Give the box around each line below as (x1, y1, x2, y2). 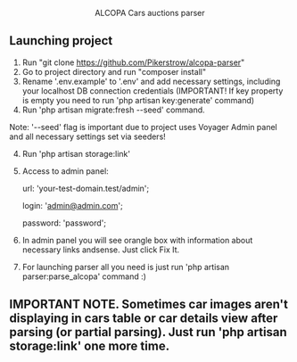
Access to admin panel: (21, 165, 109, 177)
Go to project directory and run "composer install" (21, 66, 207, 77)
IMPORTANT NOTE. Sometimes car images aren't (9, 297, 288, 312)
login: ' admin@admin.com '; (21, 200, 123, 210)
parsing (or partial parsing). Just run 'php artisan (9, 325, 287, 340)
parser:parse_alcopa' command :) (21, 271, 147, 282)
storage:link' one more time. (9, 339, 170, 354)
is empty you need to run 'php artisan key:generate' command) (21, 95, 255, 105)
